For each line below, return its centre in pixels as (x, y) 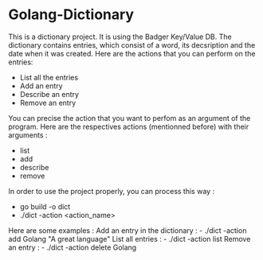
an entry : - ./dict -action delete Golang (73, 247)
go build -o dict (45, 206)
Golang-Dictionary (71, 15)
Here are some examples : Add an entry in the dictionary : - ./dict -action (128, 230)
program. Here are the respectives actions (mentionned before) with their (129, 126)
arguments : (28, 135)
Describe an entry (49, 94)
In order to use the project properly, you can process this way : (112, 191)
